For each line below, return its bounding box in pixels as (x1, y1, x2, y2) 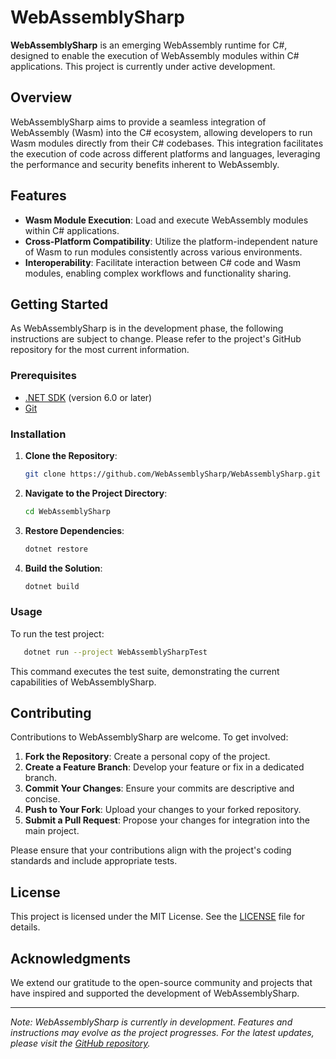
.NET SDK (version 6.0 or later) (24, 391, 153, 403)
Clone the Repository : (24, 449, 118, 461)
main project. (24, 825, 80, 837)
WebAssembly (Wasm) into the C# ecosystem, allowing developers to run (10, 126, 313, 138)
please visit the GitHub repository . (10, 1037, 151, 1050)
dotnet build (24, 581, 80, 591)
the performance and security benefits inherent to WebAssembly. (10, 158, 280, 170)
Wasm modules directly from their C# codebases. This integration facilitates (10, 137, 324, 149)
